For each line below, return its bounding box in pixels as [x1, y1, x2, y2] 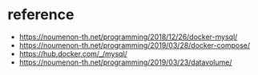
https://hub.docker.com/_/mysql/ [18, 49, 127, 58]
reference [7, 6, 75, 24]
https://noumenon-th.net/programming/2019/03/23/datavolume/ [18, 57, 232, 67]
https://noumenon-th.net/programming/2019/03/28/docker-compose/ [18, 40, 250, 49]
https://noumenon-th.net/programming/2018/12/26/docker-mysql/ [18, 32, 238, 41]
